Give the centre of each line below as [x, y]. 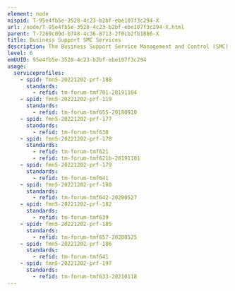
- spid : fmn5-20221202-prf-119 [66, 100]
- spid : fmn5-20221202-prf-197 [66, 263]
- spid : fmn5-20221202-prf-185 [66, 224]
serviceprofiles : [39, 73]
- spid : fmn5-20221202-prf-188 [66, 79]
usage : [17, 66]
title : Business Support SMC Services [64, 40]
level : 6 [20, 54]
